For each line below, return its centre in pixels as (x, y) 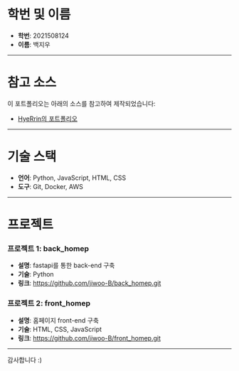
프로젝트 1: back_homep (48, 248)
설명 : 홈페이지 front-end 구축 (58, 320)
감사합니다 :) (25, 360)
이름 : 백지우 (34, 44)
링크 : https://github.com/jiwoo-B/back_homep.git (89, 283)
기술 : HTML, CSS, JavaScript (59, 329)
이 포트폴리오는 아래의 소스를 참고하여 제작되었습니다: (81, 103)
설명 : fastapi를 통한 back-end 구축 (66, 265)
